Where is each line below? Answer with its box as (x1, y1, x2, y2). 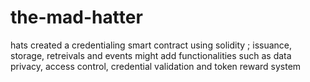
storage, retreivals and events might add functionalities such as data (10, 49, 292, 61)
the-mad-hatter (10, 6, 143, 29)
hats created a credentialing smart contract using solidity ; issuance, (10, 39, 293, 51)
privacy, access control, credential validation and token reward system (10, 60, 302, 72)
